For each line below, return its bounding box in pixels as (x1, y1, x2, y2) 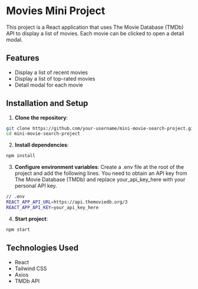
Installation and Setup (6, 98, 88, 108)
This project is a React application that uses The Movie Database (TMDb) (6, 24, 184, 31)
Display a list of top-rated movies (14, 75, 95, 82)
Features (6, 53, 39, 63)
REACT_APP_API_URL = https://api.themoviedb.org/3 (6, 199, 128, 205)
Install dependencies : (14, 141, 69, 148)
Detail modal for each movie (14, 81, 84, 88)
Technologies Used (6, 243, 78, 253)
